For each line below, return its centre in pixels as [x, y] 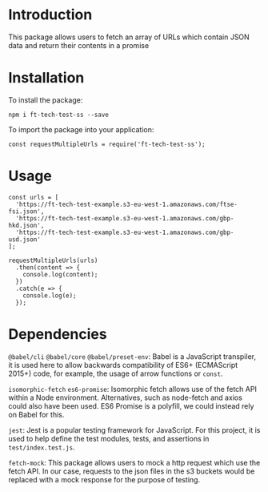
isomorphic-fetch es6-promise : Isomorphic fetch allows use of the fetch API [133, 389]
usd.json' [25, 239]
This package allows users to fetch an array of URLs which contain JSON [129, 37]
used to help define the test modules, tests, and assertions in [109, 438]
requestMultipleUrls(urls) [53, 260]
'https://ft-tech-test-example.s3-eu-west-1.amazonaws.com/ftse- [127, 204]
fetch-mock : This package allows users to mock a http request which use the [134, 462]
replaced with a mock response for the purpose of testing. [104, 479]
